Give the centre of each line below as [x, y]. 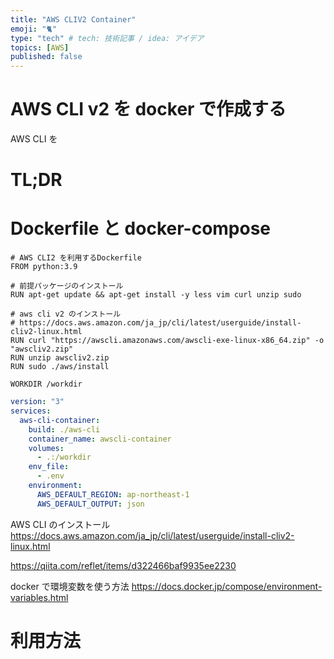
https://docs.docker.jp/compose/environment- [227, 586]
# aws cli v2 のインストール [66, 314]
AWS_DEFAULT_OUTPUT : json [90, 504]
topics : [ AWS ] [40, 47]
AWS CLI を [34, 139]
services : [31, 411]
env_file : [49, 467]
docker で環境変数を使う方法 [70, 586]
